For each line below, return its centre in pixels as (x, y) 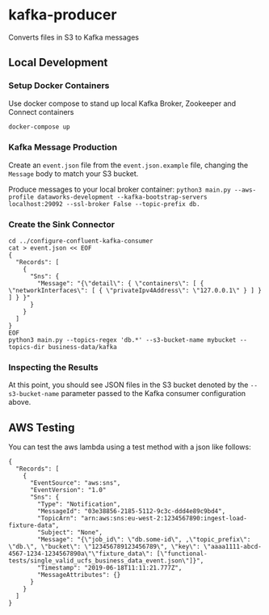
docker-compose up (39, 127)
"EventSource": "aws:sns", (75, 483)
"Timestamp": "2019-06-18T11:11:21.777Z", (110, 568)
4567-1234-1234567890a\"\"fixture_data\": (81, 554)
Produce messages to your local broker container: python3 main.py (120, 189)
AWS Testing (42, 427)
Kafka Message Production (63, 147)
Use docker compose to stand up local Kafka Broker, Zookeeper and (122, 103)
